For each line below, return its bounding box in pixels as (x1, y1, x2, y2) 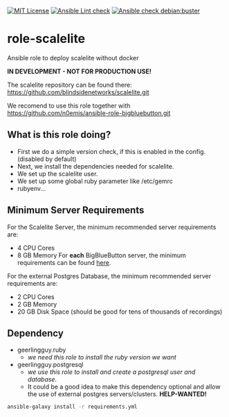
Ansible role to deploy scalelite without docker (7, 53, 140, 62)
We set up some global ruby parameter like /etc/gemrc (17, 177, 173, 185)
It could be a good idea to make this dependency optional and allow (27, 382, 221, 391)
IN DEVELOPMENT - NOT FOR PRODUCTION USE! (7, 67, 152, 76)
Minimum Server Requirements (7, 205, 145, 216)
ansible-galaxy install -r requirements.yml (7, 403, 138, 411)
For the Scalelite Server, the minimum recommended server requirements (7, 223, 217, 231)
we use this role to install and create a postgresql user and (27, 368, 196, 376)
